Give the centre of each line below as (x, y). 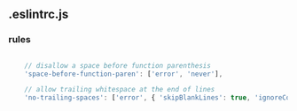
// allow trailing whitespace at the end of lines (120, 90)
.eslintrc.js (39, 15)
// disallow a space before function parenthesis (118, 65)
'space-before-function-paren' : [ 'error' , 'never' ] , (124, 74)
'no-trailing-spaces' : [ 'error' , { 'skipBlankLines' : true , (137, 98)
